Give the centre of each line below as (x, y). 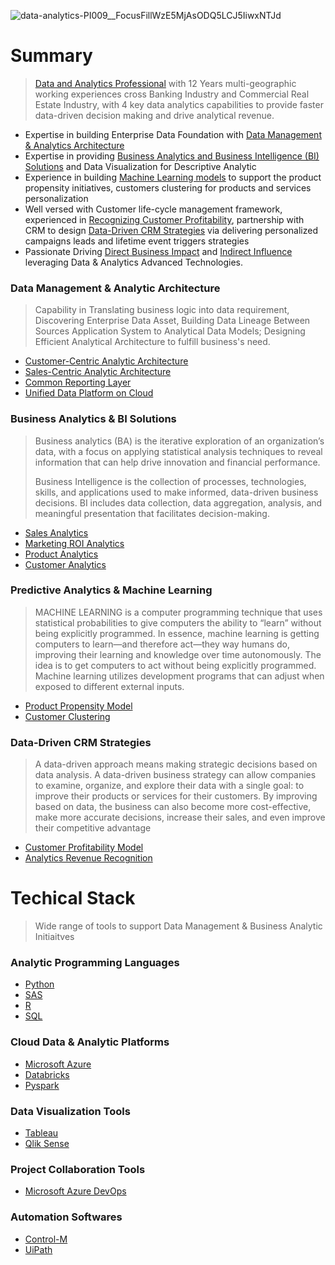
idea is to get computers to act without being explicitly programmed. (175, 665)
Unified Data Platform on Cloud (89, 393)
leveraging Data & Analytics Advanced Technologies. (134, 262)
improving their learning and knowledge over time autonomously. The (178, 654)
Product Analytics (61, 554)
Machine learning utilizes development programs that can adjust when (179, 676)
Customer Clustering (67, 716)
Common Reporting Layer (78, 382)
